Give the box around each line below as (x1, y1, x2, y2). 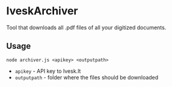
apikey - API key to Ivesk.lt (14, 67, 81, 74)
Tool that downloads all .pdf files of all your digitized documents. (6, 24, 167, 31)
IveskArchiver (6, 4, 78, 18)
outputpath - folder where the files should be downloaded (14, 73, 159, 81)
